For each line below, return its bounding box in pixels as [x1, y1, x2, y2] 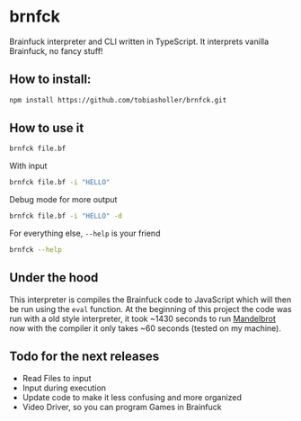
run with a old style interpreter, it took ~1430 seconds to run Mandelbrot [9, 313, 276, 324]
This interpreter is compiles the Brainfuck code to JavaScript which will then [9, 294, 292, 305]
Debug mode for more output [9, 194, 118, 205]
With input [9, 160, 48, 172]
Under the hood [9, 270, 99, 285]
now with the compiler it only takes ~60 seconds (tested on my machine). [9, 322, 281, 334]
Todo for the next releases [9, 349, 160, 364]
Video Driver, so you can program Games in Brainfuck [22, 401, 222, 412]
